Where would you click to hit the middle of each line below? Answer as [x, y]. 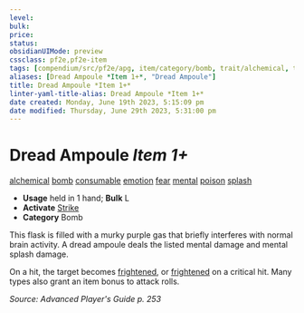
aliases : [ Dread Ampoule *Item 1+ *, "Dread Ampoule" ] [113, 77]
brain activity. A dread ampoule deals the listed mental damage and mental [148, 245]
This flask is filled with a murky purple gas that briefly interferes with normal [152, 235]
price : [22, 34]
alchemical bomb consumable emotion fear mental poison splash [131, 181]
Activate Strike [51, 208]
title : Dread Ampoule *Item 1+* [70, 85]
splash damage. [39, 254]
